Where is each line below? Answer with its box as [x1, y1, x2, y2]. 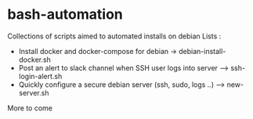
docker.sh [18, 55, 52, 64]
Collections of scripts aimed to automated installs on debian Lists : [7, 31, 222, 41]
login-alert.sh [18, 71, 63, 81]
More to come [7, 103, 52, 113]
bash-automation [7, 5, 123, 23]
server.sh [18, 88, 49, 97]
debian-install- [178, 46, 226, 56]
